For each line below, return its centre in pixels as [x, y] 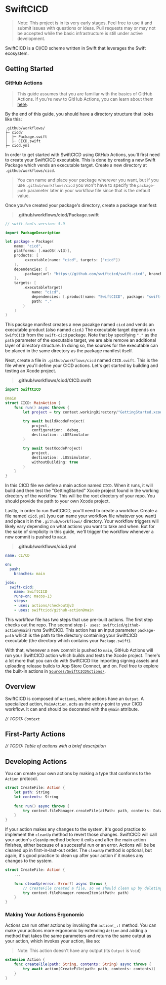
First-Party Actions [35, 734]
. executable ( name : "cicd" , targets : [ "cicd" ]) [72, 260]
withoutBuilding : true [55, 462]
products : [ [26, 255]
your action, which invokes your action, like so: [53, 941]
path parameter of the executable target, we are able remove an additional [81, 340]
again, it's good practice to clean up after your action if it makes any [74, 856]
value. [23, 196]
